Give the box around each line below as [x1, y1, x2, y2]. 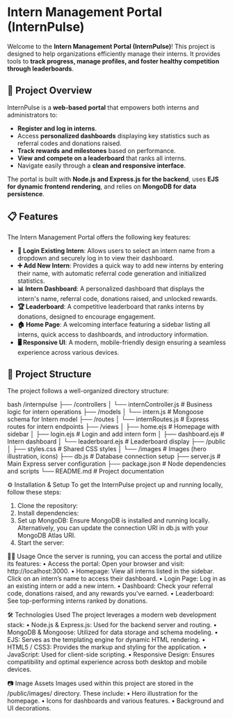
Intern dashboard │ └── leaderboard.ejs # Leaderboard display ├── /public [7, 437, 226, 446]
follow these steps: [7, 488, 61, 497]
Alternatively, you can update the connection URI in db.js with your [17, 524, 209, 532]
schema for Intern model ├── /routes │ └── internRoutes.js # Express [7, 415, 209, 423]
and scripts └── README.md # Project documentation [7, 467, 165, 476]
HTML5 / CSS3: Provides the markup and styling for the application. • [7, 643, 207, 652]
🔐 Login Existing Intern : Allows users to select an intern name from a [17, 246, 216, 255]
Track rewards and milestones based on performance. [17, 146, 176, 154]
